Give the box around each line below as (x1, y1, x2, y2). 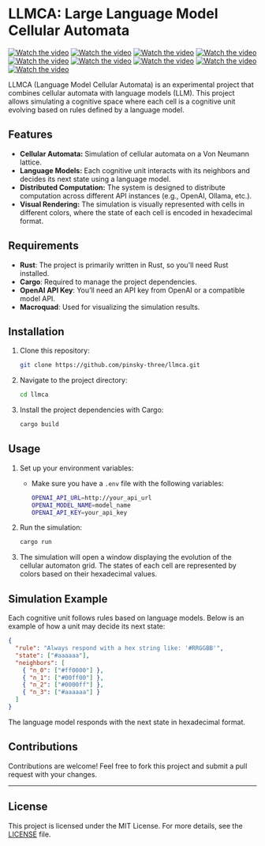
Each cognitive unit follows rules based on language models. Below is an (8, 614, 244, 623)
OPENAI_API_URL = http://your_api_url (31, 493, 152, 502)
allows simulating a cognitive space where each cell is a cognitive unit (8, 96, 236, 106)
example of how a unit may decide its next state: (8, 621, 166, 631)
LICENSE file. (8, 829, 51, 839)
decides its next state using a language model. (19, 174, 171, 183)
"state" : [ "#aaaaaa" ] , (15, 651, 90, 659)
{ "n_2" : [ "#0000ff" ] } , (22, 681, 104, 689)
